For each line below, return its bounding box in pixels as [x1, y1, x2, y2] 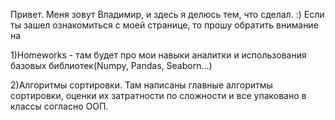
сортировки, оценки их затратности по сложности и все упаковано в [10, 90, 307, 101]
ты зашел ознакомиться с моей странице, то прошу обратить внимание [10, 19, 319, 31]
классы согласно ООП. [10, 100, 109, 112]
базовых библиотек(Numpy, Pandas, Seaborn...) [10, 60, 213, 71]
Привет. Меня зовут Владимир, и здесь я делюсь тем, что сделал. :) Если [10, 9, 325, 20]
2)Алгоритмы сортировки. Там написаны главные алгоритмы [10, 79, 273, 91]
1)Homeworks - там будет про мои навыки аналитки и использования [10, 49, 307, 61]
